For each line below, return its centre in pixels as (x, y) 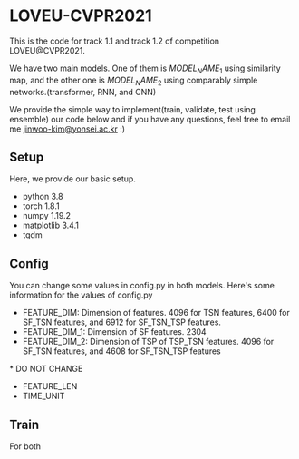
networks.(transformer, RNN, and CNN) (83, 92)
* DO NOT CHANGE (46, 369)
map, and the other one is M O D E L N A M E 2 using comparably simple (134, 81)
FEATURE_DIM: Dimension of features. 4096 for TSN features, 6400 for (156, 313)
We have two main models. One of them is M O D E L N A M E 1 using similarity (145, 69)
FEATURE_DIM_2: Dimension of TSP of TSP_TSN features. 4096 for (148, 342)
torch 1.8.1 (41, 206)
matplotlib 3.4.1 (51, 225)
